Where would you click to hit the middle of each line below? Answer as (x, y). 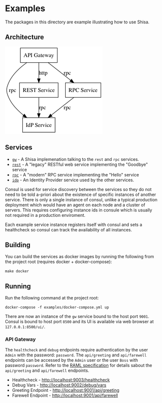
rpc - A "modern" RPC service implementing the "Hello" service (75, 175)
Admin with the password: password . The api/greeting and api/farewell (76, 355)
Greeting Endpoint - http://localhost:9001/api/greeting (66, 390)
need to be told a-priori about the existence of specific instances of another (81, 194)
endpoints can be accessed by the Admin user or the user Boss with (72, 360)
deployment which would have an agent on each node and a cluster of (75, 205)
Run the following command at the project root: (52, 298)
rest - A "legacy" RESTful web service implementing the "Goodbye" (80, 164)
